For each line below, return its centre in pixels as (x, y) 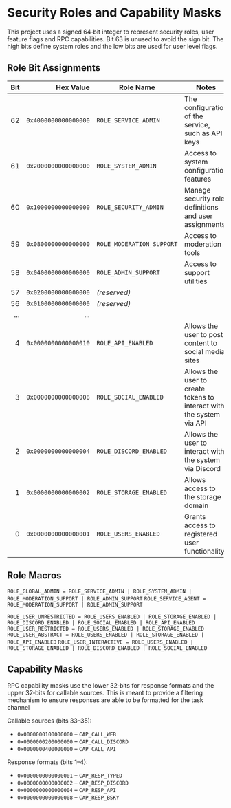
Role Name (137, 87)
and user (199, 216)
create (195, 389)
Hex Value (73, 87)
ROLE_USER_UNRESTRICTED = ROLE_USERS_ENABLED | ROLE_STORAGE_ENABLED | (112, 617)
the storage (203, 496)
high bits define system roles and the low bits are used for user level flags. (112, 46)
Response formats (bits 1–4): (47, 762)
